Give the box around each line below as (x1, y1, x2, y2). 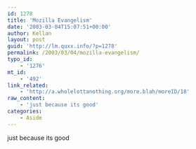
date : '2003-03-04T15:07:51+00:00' (7, 23, 112, 30)
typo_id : (7, 56, 33, 63)
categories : (7, 108, 42, 115)
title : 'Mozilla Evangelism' (7, 17, 93, 24)
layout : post (7, 36, 46, 43)
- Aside (20, 114, 42, 121)
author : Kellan (7, 29, 52, 37)
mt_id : (7, 69, 27, 76)
